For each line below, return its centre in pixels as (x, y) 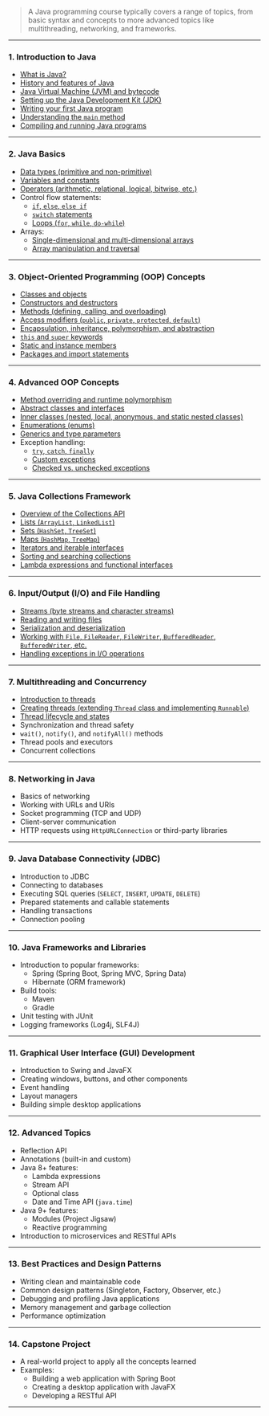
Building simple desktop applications (80, 1104)
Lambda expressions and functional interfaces (96, 565)
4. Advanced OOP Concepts (64, 382)
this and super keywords (61, 337)
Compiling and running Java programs (83, 126)
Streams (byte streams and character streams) (97, 610)
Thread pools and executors (66, 742)
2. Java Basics (37, 154)
